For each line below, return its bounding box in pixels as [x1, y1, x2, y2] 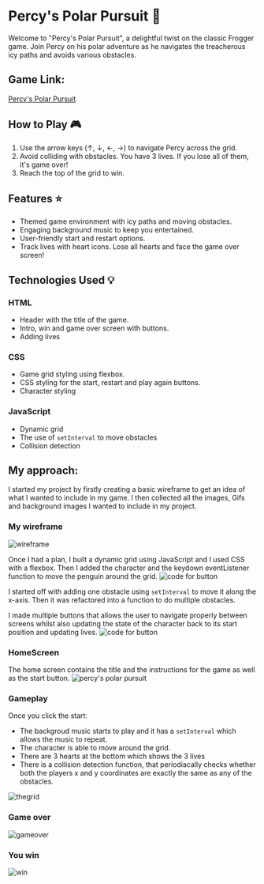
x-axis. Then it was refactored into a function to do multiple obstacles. [8, 595, 236, 604]
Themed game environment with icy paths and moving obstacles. [19, 217, 232, 226]
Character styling [19, 387, 76, 396]
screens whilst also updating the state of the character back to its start [8, 618, 238, 628]
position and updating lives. [8, 627, 98, 637]
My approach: [8, 464, 79, 478]
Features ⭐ [8, 191, 63, 205]
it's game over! [19, 160, 69, 169]
